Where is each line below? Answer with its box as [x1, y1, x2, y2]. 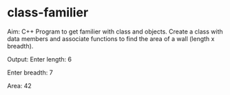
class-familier [7, 5, 89, 21]
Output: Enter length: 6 [7, 55, 72, 63]
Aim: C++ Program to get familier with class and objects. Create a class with [7, 27, 224, 36]
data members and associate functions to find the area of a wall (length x [7, 34, 215, 42]
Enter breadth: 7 [7, 68, 53, 77]
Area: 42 [7, 81, 32, 90]
